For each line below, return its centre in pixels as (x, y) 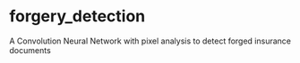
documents (30, 50)
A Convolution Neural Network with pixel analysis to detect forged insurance (150, 41)
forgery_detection (77, 16)
